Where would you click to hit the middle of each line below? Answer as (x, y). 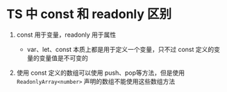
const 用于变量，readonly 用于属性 (66, 35)
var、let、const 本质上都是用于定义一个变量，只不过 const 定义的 (120, 49)
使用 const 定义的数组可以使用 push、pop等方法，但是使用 (101, 73)
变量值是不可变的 (64, 58)
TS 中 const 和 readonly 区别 (89, 14)
